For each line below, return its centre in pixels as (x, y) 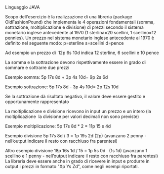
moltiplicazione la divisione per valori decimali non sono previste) (72, 116)
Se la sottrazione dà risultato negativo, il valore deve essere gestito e (75, 96)
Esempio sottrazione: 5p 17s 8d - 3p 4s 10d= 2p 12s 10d (62, 87)
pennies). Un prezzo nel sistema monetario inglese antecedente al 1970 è (80, 38)
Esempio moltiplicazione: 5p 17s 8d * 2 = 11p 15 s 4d (58, 126)
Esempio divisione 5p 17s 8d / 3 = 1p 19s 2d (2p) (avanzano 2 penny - (76, 136)
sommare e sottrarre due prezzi (37, 67)
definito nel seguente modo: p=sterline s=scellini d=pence (64, 43)
